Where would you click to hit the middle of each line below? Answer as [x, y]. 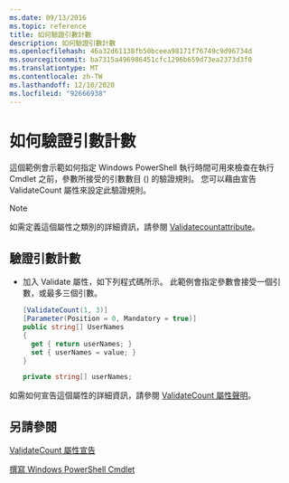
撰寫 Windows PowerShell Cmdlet [72, 469]
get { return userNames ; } [82, 344]
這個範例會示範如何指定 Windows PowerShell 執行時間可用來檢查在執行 [142, 167]
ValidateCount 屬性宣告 [53, 450]
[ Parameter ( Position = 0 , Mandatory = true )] [109, 319]
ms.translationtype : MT [54, 69]
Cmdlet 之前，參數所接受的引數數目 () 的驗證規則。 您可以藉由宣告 [133, 179]
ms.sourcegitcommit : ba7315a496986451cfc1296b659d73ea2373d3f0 [131, 60]
